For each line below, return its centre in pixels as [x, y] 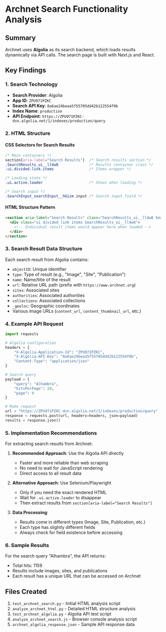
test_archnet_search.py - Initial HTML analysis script [66, 603]
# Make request [21, 407]
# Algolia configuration [31, 343]
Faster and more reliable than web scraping [64, 463]
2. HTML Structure [28, 133]
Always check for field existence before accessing [71, 533]
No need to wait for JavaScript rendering [61, 468]
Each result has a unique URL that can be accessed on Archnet [76, 576]
